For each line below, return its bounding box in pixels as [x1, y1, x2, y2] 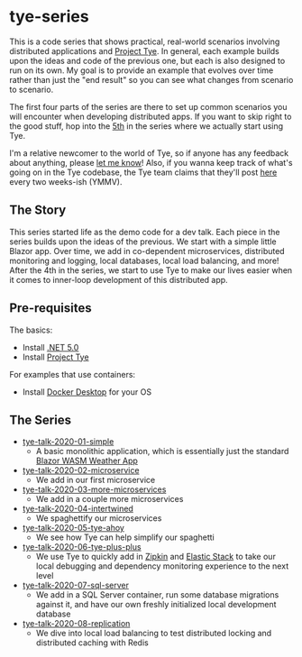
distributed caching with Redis [35, 637, 149, 648]
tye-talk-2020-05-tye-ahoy [22, 523, 124, 534]
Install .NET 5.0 [22, 342, 79, 352]
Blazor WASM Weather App [35, 455, 138, 466]
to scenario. [9, 84, 54, 95]
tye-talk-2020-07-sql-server [22, 579, 129, 591]
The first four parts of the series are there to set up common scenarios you [9, 101, 288, 112]
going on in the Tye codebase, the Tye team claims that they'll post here [9, 167, 278, 178]
